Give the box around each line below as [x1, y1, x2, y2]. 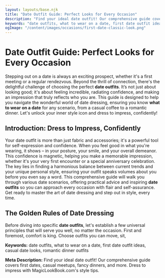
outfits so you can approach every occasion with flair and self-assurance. [5, 184, 155, 190]
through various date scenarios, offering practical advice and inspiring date [5, 179, 158, 185]
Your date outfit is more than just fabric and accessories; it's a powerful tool [5, 137, 159, 143]
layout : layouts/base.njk [5, 7, 58, 12]
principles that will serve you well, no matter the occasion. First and [5, 227, 141, 233]
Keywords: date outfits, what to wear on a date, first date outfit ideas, [5, 242, 146, 248]
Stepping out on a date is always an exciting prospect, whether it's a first [5, 73, 153, 79]
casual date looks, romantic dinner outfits [5, 247, 89, 253]
